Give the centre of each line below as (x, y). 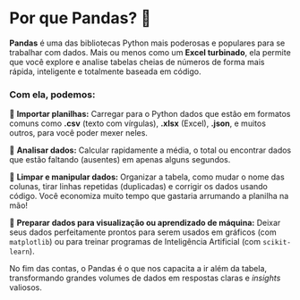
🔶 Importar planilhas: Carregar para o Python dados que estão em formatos (150, 114)
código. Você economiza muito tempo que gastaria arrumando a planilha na (149, 196)
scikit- (277, 243)
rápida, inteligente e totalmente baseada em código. (105, 71)
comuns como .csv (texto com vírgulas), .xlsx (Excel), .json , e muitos (138, 123)
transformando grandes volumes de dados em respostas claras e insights (145, 278)
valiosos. (26, 287)
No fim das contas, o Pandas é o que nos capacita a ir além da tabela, (138, 269)
